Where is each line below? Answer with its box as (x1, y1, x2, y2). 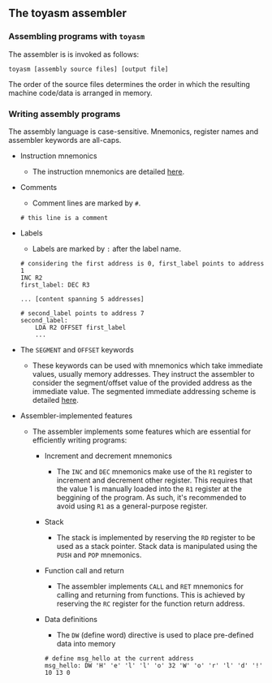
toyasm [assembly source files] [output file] (8, 65, 169, 73)
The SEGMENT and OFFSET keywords (19, 344, 134, 354)
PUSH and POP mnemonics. (56, 550, 142, 560)
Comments (19, 182, 58, 192)
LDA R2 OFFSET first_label (35, 323, 127, 331)
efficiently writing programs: (32, 434, 127, 445)
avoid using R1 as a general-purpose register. (56, 501, 209, 511)
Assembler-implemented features (19, 410, 132, 421)
